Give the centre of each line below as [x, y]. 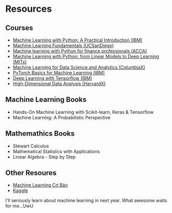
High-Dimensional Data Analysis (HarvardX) [59, 83]
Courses [19, 28]
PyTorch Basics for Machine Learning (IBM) [59, 73]
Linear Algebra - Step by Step [44, 157]
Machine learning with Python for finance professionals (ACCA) [80, 51]
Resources [29, 9]
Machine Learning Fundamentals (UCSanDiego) [63, 46]
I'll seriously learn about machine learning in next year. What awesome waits [86, 201]
